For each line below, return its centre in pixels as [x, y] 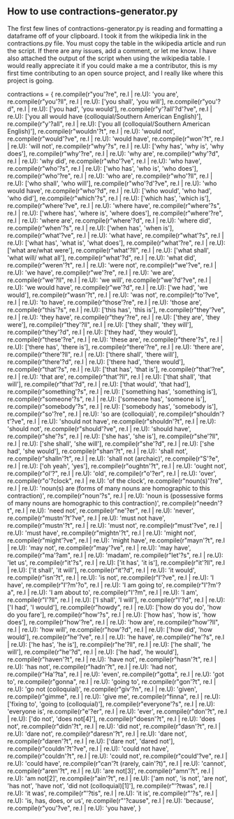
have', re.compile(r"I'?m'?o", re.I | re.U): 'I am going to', [86, 584]
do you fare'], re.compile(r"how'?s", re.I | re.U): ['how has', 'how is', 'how [112, 615]
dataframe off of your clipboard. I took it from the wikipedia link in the [107, 36]
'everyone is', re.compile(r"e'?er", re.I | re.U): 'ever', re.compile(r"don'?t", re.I [117, 711]
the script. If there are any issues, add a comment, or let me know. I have [112, 50]
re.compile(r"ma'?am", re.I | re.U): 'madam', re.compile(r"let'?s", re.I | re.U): [115, 555]
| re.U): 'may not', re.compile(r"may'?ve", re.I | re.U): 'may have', [99, 547]
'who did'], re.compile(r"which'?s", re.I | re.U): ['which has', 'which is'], [109, 198]
